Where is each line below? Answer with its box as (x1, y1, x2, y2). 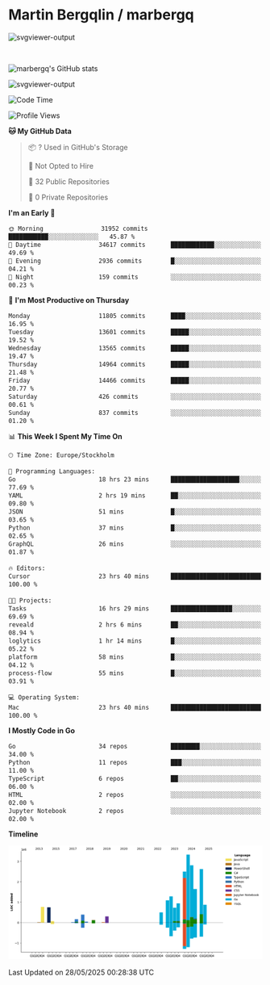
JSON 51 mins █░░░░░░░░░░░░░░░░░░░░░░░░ (8, 507, 262, 516)
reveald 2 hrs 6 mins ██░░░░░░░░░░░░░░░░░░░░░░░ (8, 620, 262, 629)
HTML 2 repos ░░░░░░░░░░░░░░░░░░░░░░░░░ (8, 790, 262, 798)
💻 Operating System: (8, 693, 81, 702)
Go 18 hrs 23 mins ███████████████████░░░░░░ (8, 475, 262, 484)
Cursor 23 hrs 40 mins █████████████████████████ (8, 572, 262, 581)
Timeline (8, 829, 39, 839)
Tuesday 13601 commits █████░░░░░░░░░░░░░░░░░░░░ (8, 328, 262, 336)
